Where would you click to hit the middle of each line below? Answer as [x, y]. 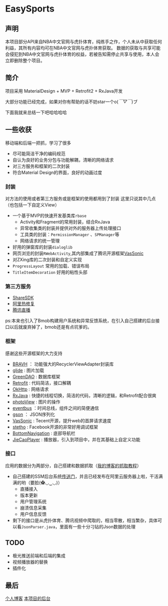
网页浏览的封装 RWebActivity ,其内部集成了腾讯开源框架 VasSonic [78, 253]
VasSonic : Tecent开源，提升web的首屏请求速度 [62, 420]
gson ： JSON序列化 [34, 414]
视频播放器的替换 [30, 562]
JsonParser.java [38, 527]
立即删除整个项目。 [25, 60]
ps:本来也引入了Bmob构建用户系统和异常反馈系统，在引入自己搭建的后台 [80, 321]
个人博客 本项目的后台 [28, 598]
